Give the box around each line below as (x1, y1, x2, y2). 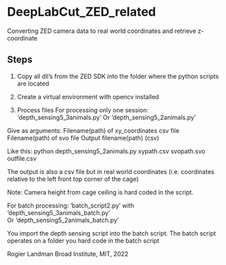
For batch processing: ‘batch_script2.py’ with (7, 201, 135, 210)
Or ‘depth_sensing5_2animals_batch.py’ (7, 216, 119, 224)
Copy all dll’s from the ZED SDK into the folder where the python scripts (16, 72, 219, 80)
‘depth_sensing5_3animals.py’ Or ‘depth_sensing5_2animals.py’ (16, 113, 197, 121)
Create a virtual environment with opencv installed (16, 92, 160, 101)
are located (16, 79, 49, 88)
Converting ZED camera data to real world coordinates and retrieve (7, 27, 197, 35)
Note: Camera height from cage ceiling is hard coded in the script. (7, 188, 194, 196)
